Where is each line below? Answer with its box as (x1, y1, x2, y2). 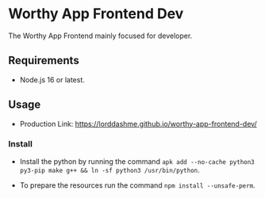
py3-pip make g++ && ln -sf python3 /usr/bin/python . (19, 165, 200, 174)
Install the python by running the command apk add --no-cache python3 (19, 156, 255, 166)
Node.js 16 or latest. (19, 74, 86, 84)
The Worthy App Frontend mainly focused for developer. (8, 31, 193, 40)
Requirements (8, 54, 79, 67)
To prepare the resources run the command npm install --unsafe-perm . (19, 180, 255, 190)
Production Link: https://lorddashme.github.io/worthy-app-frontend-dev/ (19, 119, 258, 128)
